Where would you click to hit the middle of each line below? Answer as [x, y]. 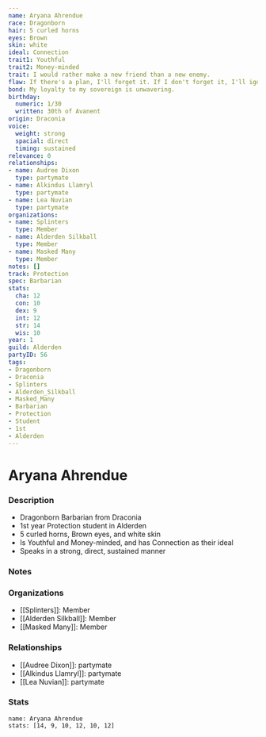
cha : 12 [28, 296]
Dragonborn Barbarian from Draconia [80, 517]
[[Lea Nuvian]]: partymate [62, 681]
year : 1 [21, 340]
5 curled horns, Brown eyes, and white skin [90, 534]
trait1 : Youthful [37, 60]
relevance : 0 [30, 155]
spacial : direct [42, 141]
